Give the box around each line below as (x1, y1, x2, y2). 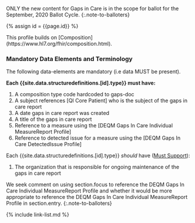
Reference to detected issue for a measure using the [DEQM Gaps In (14, 134, 181, 141)
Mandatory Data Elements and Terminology (6, 55, 133, 63)
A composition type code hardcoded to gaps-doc (14, 91, 135, 98)
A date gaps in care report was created (14, 110, 110, 117)
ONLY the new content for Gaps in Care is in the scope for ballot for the (6, 5, 179, 12)
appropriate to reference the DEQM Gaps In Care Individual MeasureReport (6, 194, 188, 201)
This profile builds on (6, 34, 58, 40)
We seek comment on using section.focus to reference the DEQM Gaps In (6, 181, 185, 188)
